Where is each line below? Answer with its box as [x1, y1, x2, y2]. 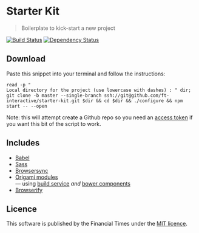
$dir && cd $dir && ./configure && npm [82, 97, 183, 104]
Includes [6, 138, 40, 148]
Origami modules [15, 173, 58, 181]
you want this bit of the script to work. [6, 120, 101, 127]
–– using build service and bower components [15, 179, 130, 187]
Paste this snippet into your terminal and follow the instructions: [6, 70, 166, 77]
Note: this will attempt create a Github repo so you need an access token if [6, 114, 193, 121]
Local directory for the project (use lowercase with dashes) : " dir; [6, 87, 191, 93]
